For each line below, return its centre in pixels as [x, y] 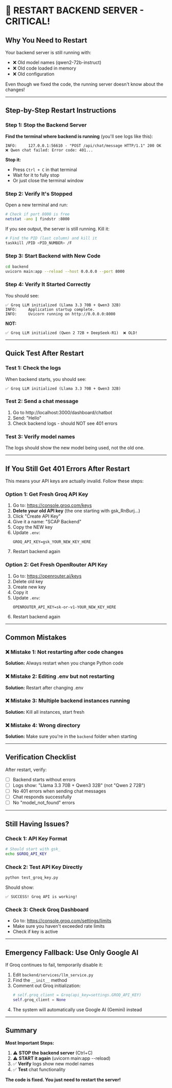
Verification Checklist [41, 757]
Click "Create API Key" [37, 516]
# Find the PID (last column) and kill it [51, 238]
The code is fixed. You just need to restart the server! [63, 1079]
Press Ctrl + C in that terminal [45, 169]
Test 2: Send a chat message [42, 401]
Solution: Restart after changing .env [44, 688]
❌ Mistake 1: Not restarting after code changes [64, 652]
